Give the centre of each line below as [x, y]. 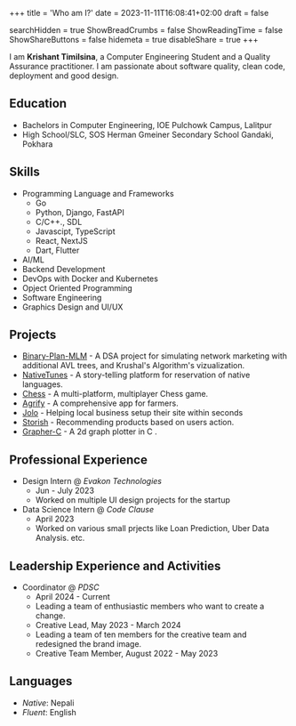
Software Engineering [62, 297]
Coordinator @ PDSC [60, 587]
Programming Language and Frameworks [98, 193]
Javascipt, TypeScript [75, 231]
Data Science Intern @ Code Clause [88, 510]
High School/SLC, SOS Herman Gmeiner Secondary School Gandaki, [148, 134]
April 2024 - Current [73, 597]
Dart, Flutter [57, 250]
